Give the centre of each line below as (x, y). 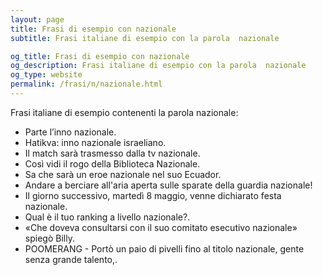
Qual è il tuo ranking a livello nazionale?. (107, 217)
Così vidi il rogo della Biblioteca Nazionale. (112, 163)
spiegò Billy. (49, 238)
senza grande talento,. (71, 259)
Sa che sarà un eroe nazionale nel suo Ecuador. (123, 174)
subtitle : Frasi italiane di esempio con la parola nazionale (145, 38)
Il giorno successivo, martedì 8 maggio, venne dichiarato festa (153, 195)
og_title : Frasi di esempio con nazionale (100, 56)
